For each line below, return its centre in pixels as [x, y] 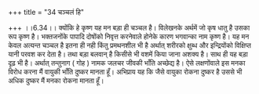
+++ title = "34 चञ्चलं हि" [46, 12]
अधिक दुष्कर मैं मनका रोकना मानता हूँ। [56, 81]
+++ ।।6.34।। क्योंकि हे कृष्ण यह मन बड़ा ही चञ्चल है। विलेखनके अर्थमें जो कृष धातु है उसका [129, 28]
